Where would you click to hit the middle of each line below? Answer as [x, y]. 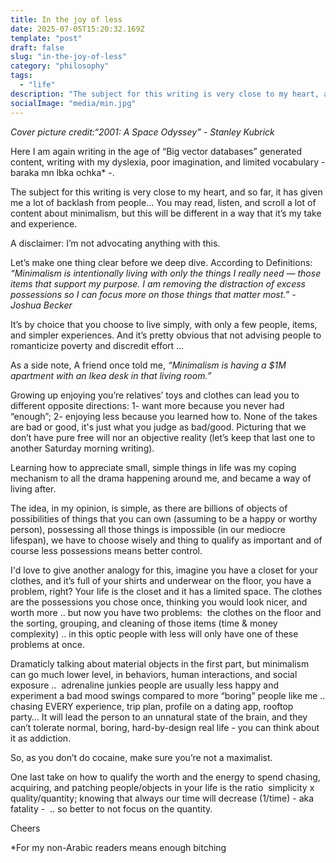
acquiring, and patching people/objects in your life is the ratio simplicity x [162, 787]
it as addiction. [41, 738]
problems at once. [47, 644]
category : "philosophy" [60, 66]
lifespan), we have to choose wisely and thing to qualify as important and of [166, 540]
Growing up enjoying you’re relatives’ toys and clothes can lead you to [155, 395]
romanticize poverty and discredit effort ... [97, 345]
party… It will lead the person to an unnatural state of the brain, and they [159, 717]
